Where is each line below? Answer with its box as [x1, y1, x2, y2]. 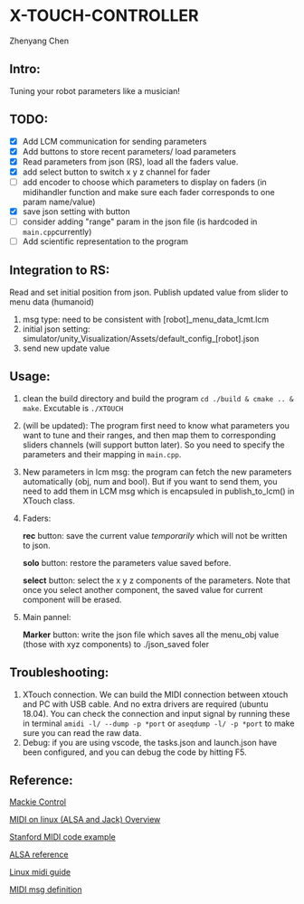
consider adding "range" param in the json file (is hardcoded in [22, 216, 258, 227]
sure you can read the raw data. [22, 727, 142, 738]
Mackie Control [9, 796, 66, 807]
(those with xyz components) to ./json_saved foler [22, 638, 210, 649]
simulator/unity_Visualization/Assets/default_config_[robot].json [22, 333, 260, 344]
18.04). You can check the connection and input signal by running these [22, 708, 290, 719]
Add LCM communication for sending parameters [22, 136, 207, 146]
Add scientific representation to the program [22, 236, 188, 247]
